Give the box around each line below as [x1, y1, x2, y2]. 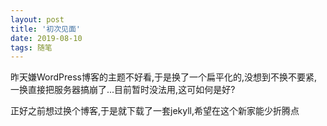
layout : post [10, 14, 65, 25]
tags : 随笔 [10, 42, 53, 53]
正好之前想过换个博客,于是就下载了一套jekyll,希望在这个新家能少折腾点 [10, 105, 300, 117]
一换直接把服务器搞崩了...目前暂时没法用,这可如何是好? [10, 84, 236, 96]
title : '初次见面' [10, 24, 82, 34]
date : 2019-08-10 [10, 33, 83, 43]
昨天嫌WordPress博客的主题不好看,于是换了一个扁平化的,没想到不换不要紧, [10, 71, 318, 83]
